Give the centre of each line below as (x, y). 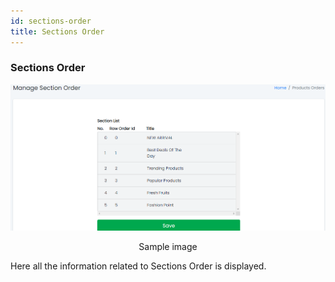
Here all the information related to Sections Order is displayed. (138, 266)
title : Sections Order (57, 31)
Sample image (168, 246)
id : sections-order (51, 21)
